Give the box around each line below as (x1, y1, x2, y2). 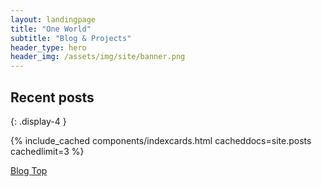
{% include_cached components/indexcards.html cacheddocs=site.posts (10, 134, 312, 146)
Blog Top (10, 164, 48, 176)
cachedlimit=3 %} (10, 145, 85, 157)
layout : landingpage (10, 14, 97, 25)
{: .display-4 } (10, 115, 67, 127)
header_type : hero (10, 42, 87, 53)
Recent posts (10, 89, 95, 106)
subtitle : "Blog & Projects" (10, 33, 132, 43)
